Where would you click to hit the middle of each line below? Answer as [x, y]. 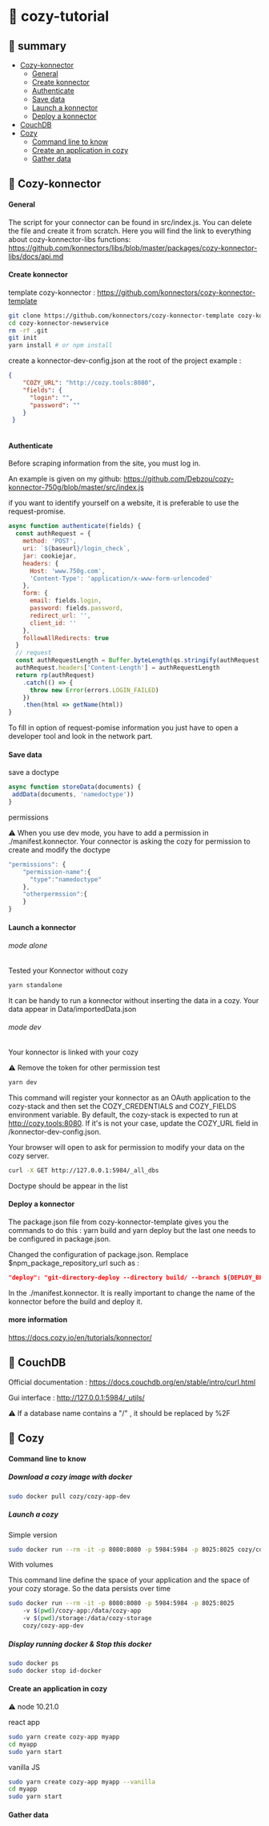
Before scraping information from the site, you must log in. [104, 463]
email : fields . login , [66, 601]
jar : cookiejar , [50, 556]
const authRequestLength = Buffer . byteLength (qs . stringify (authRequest [138, 660]
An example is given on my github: [65, 479]
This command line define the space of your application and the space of [129, 1580]
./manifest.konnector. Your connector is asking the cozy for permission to [129, 841]
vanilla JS [24, 1767]
